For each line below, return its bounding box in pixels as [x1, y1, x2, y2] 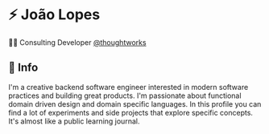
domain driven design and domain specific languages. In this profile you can [8, 99, 262, 108]
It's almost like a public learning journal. [8, 116, 140, 126]
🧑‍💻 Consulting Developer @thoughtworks [8, 37, 147, 47]
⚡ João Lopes [8, 6, 101, 24]
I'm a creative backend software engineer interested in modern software [8, 82, 249, 91]
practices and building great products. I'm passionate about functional [8, 91, 242, 100]
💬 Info [8, 61, 39, 75]
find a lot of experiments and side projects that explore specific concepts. [8, 108, 254, 117]
